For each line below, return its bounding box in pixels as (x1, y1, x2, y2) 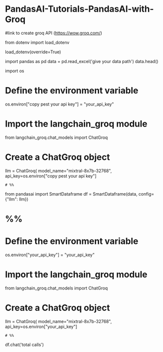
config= (138, 191, 154, 197)
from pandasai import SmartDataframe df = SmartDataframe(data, (5, 191, 138, 197)
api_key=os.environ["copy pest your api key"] (5, 173, 97, 179)
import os (5, 67, 24, 74)
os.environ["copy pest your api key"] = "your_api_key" (5, 101, 114, 107)
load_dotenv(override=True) (5, 49, 61, 55)
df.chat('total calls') (5, 341, 44, 348)
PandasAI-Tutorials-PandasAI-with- (5, 3, 154, 15)
